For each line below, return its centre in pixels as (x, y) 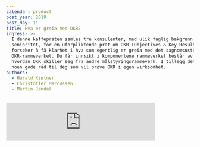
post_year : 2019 (26, 17)
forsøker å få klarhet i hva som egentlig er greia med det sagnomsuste (104, 51)
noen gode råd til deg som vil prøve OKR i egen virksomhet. (89, 67)
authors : (17, 73)
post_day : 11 (22, 23)
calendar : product (29, 12)
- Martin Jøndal (32, 89)
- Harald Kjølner (33, 78)
